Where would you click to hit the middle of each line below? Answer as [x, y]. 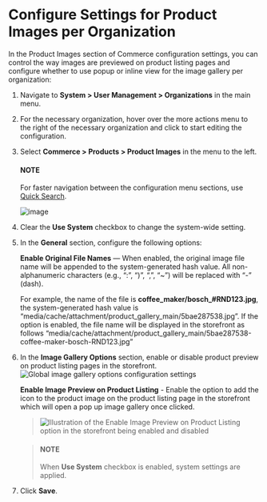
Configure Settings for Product [113, 15]
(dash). [32, 284]
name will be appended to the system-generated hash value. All [125, 267]
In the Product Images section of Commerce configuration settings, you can [133, 54]
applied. [53, 476]
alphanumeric [42, 275]
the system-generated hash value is [79, 308]
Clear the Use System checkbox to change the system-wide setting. [133, 227]
